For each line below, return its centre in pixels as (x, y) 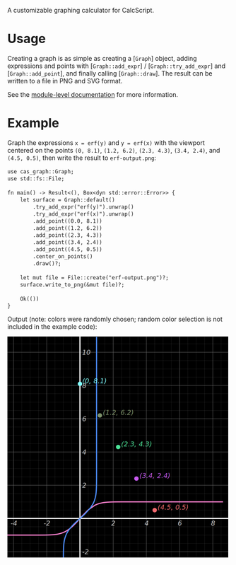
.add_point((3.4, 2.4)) (67, 242)
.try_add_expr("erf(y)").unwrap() (83, 207)
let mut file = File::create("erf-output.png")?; (95, 278)
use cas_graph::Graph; (41, 171)
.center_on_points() (63, 256)
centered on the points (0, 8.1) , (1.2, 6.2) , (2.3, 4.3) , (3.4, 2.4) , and (114, 150)
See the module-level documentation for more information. (93, 94)
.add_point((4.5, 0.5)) (67, 249)
